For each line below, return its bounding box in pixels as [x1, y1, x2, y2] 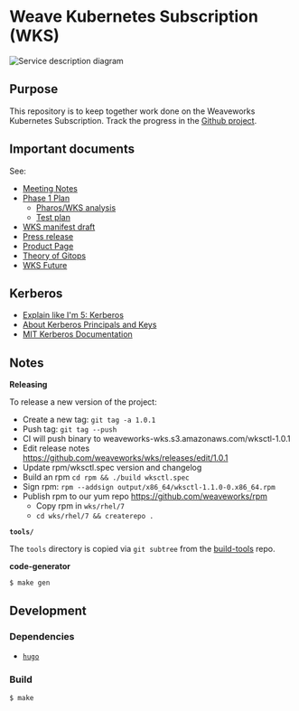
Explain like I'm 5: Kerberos [22, 310, 125, 321]
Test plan [35, 211, 70, 222]
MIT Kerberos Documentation [22, 329, 133, 340]
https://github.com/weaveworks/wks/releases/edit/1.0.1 [22, 453, 229, 463]
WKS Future [22, 259, 68, 270]
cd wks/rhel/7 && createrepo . [35, 512, 154, 521]
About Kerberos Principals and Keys [22, 319, 157, 331]
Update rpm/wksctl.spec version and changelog [22, 463, 202, 473]
